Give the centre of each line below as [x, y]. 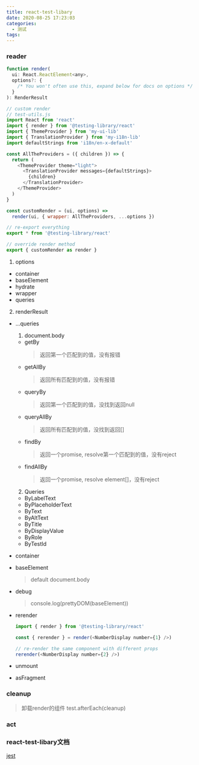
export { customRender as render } [52, 250]
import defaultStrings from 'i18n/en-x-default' [69, 143]
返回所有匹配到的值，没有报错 [77, 379]
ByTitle [33, 524]
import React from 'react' [41, 120]
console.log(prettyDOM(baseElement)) [79, 603]
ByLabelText [40, 498]
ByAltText [36, 518]
